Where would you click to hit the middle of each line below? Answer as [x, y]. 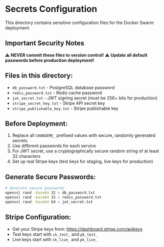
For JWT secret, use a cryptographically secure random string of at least [85, 151]
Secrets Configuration [51, 9]
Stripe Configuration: [38, 217]
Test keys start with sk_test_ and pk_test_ [55, 234]
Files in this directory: [39, 76]
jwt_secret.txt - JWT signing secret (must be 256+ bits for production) [85, 98]
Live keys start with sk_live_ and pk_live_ [55, 239]
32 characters [26, 156]
